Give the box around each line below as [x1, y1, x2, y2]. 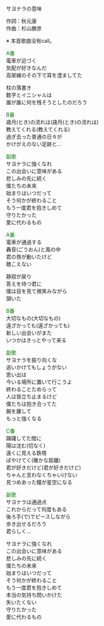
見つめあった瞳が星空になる [6, 479, 73, 485]
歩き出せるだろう [6, 521, 47, 527]
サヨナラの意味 [6, 5, 42, 12]
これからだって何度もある [6, 506, 67, 512]
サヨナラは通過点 [6, 498, 47, 505]
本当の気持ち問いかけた [6, 591, 62, 598]
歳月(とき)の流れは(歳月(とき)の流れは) [6, 119, 99, 125]
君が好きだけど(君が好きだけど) [6, 464, 81, 471]
